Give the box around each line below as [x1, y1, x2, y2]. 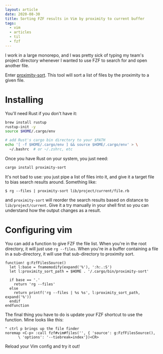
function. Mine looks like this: [5, 316, 64, 322]
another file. [5, 62, 29, 68]
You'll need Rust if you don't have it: [5, 110, 77, 116]
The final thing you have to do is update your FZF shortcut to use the [5, 312, 143, 317]
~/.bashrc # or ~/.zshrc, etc [9, 147, 73, 152]
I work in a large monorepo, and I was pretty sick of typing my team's [5, 52, 144, 58]
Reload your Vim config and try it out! [5, 343, 80, 349]
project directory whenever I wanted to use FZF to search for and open [5, 57, 147, 63]
